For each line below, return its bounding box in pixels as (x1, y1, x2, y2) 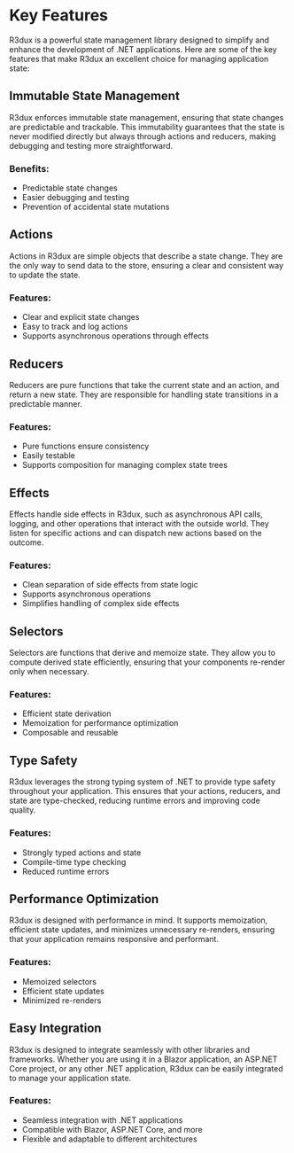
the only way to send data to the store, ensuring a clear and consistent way (9, 260, 284, 270)
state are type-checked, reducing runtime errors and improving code (9, 795, 261, 806)
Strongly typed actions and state (21, 847, 142, 858)
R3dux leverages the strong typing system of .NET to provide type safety (9, 776, 276, 787)
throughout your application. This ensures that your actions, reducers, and (9, 786, 281, 797)
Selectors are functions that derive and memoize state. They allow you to (9, 648, 276, 658)
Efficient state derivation (21, 708, 112, 719)
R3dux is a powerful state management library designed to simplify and (9, 35, 270, 45)
